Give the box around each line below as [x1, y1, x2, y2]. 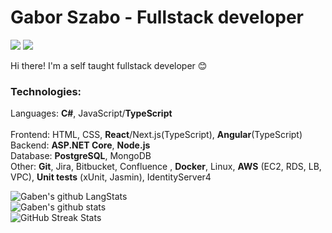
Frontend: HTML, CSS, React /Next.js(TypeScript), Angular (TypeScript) [10, 129, 303, 141]
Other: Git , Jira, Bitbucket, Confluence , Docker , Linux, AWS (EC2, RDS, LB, [10, 161, 322, 173]
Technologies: [10, 84, 82, 98]
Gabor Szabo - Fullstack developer [10, 6, 304, 29]
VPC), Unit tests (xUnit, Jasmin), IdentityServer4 [10, 171, 212, 183]
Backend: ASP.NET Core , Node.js [10, 139, 151, 151]
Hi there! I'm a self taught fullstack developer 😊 [10, 59, 208, 71]
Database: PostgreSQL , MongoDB [10, 150, 152, 162]
